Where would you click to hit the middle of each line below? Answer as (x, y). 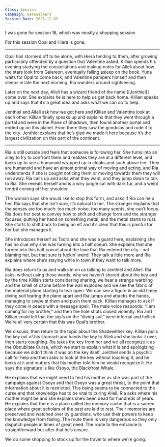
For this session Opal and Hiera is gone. (45, 42)
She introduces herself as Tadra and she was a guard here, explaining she (80, 239)
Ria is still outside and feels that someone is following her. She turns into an (81, 152)
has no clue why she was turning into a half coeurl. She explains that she (79, 244)
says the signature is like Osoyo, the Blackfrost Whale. (60, 368)
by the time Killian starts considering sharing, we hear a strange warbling (79, 280)
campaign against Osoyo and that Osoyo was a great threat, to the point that (82, 383)
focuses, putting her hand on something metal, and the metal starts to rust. (81, 219)
